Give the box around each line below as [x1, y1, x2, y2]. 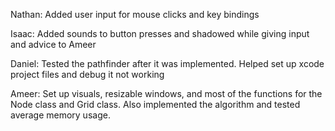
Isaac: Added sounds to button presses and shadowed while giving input [10, 28, 310, 39]
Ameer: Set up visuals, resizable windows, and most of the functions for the [10, 88, 323, 99]
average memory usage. [10, 109, 111, 121]
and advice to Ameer [10, 39, 97, 50]
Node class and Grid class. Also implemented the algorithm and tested [10, 99, 301, 110]
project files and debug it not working [10, 69, 165, 80]
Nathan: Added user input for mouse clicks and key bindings [10, 9, 260, 20]
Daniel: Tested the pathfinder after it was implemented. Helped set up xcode [10, 58, 325, 69]
